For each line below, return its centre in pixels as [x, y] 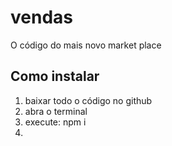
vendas [41, 17]
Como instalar [55, 76]
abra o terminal [56, 111]
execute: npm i [55, 122]
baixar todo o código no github [88, 100]
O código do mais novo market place [86, 45]
